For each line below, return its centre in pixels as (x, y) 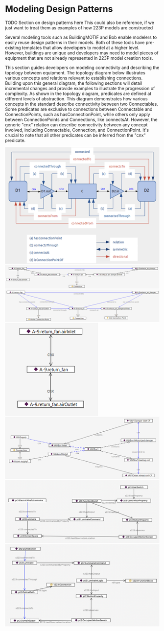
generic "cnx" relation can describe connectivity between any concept (76, 125)
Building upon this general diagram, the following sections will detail (74, 83)
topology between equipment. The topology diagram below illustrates (75, 72)
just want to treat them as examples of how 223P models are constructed (79, 27)
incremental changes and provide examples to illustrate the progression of (80, 88)
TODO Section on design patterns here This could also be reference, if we (80, 23)
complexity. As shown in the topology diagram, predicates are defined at (78, 93)
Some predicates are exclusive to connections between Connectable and (79, 109)
